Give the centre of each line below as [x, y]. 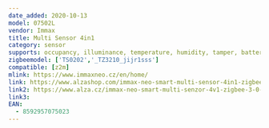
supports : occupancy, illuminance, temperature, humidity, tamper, [123, 52]
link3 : [19, 97]
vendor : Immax [32, 30]
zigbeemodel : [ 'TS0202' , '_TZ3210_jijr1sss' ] [84, 60]
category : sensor [37, 45]
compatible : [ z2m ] [39, 68]
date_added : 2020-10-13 [48, 16]
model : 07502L [32, 23]
